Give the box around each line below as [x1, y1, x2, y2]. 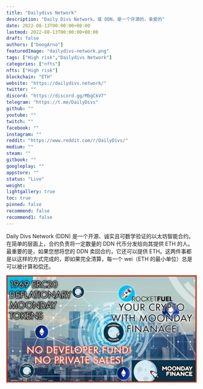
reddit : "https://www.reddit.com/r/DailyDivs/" [6, 138, 129, 144]
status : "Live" [6, 176, 45, 182]
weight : [6, 182, 26, 188]
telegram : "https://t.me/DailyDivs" [6, 99, 98, 105]
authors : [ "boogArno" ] [6, 42, 63, 48]
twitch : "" [6, 118, 34, 124]
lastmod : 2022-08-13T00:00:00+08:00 [6, 29, 98, 35]
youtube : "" [6, 112, 36, 118]
